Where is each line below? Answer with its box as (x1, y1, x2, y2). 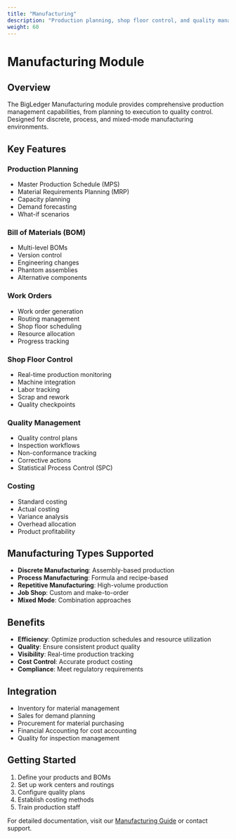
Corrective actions (17, 456, 72, 465)
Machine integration (17, 378, 76, 386)
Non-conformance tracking (17, 449, 97, 457)
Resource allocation (17, 329, 75, 338)
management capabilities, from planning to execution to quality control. (7, 108, 214, 116)
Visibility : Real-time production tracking (17, 650, 134, 658)
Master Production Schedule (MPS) (17, 180, 120, 188)
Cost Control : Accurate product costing (17, 658, 133, 666)
